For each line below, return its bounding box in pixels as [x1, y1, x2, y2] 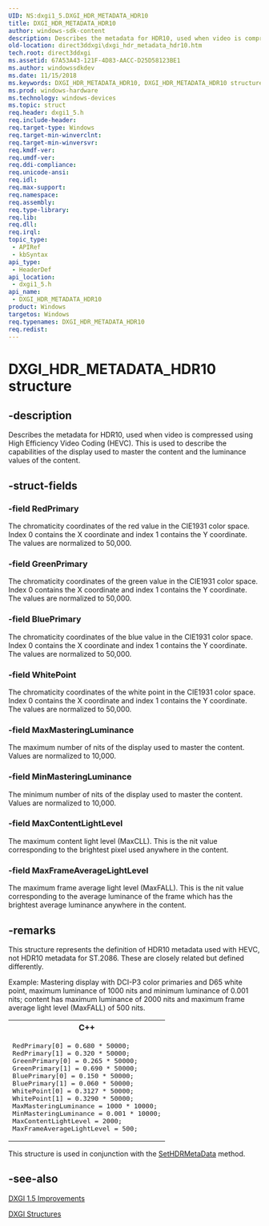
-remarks [8, 923, 56, 937]
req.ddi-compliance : [8, 161, 78, 169]
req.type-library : [8, 206, 70, 214]
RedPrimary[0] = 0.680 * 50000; [12, 1041, 130, 1050]
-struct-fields [8, 479, 78, 492]
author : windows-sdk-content [8, 26, 106, 35]
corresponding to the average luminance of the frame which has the [8, 892, 234, 902]
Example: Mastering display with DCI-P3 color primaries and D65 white [8, 977, 243, 987]
